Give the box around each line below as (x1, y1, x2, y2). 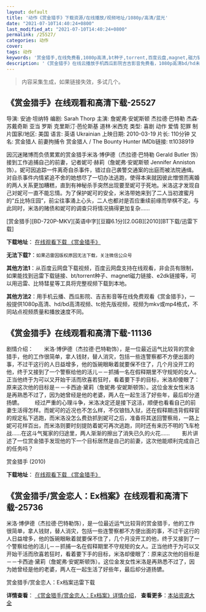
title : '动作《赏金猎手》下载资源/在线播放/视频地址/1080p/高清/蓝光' (6, 15, 169, 21)
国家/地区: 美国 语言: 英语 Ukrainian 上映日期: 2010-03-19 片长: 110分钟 (11, 130, 190, 138)
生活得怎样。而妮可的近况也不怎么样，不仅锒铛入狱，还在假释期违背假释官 (11, 407, 200, 414)
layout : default (6, 9, 48, 15)
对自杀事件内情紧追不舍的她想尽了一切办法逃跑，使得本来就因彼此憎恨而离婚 (6, 174, 200, 182)
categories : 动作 (6, 37, 49, 44)
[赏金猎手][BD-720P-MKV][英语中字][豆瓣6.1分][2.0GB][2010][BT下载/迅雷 (6, 218, 193, 225)
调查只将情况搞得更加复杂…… (75, 205, 150, 212)
